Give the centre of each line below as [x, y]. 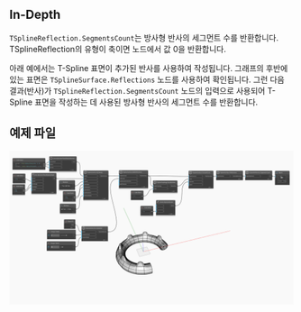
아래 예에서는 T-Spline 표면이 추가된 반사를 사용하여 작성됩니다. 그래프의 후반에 [149, 68]
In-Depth [35, 15]
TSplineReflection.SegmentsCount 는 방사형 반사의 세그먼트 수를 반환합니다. [144, 37]
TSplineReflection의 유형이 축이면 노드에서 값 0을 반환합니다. [118, 49]
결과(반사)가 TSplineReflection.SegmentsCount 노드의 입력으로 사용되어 [137, 90]
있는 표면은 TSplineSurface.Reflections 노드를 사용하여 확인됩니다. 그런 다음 [147, 79]
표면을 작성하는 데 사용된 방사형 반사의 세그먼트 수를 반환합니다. [146, 102]
